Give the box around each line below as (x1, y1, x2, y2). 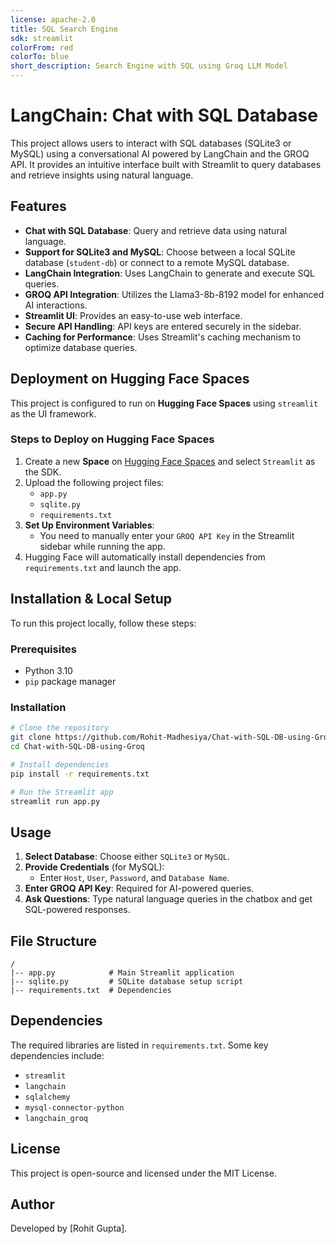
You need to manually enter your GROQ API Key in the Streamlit (39, 529, 295, 541)
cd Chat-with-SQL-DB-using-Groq (10, 742, 145, 752)
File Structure (10, 932, 97, 950)
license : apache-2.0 (10, 14, 97, 25)
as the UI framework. (10, 407, 97, 420)
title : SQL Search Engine (10, 24, 118, 34)
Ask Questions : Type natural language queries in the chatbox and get (24, 893, 313, 905)
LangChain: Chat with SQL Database (10, 104, 318, 127)
